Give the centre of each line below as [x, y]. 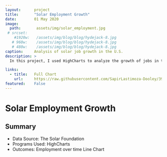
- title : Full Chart [33, 75]
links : [12, 70]
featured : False [25, 84]
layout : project [28, 10]
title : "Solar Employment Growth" [48, 14]
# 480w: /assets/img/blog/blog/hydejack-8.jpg [64, 47]
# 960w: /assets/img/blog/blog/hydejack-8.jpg [64, 42]
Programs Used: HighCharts [41, 144]
